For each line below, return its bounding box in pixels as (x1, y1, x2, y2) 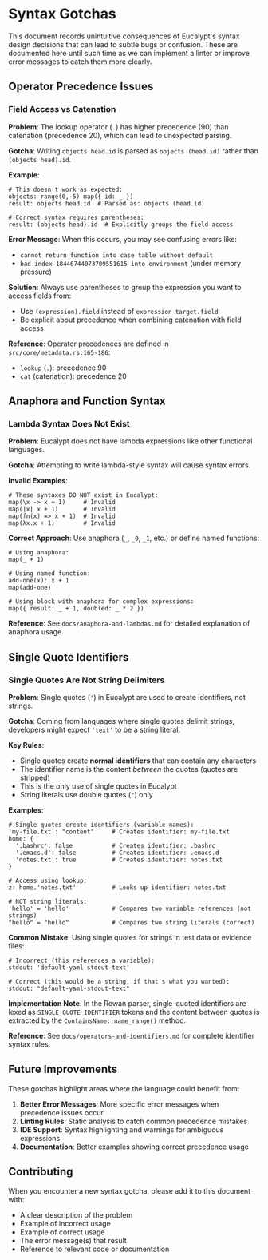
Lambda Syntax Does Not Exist (8, 418, 130, 429)
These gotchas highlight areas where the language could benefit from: (8, 1083, 240, 1093)
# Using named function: (8, 570, 91, 578)
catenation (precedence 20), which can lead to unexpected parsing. (8, 130, 232, 140)
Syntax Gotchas (8, 5, 117, 23)
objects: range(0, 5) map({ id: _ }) (8, 193, 134, 201)
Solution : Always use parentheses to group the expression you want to (8, 282, 242, 292)
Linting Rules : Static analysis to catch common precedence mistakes (19, 1116, 248, 1126)
